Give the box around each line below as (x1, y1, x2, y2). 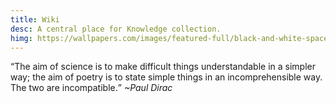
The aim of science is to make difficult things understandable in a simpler (14, 61, 317, 73)
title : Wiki (10, 14, 60, 25)
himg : (10, 33, 33, 43)
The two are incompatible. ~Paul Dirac (10, 82, 173, 94)
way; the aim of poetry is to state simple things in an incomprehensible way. (10, 71, 323, 83)
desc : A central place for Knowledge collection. (10, 24, 222, 34)
